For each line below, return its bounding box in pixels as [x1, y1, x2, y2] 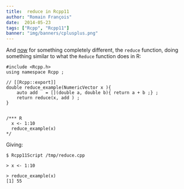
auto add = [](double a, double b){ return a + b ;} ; [16, 90, 159, 96]
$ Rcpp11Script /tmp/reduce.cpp [6, 153, 85, 158]
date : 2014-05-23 [6, 19, 51, 25]
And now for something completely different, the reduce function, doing [6, 46, 179, 53]
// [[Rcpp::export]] [6, 80, 57, 86]
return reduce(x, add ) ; [16, 95, 80, 101]
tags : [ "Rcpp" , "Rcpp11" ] [6, 25, 69, 31]
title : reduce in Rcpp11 [6, 8, 69, 15]
